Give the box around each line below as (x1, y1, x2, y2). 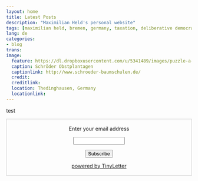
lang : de (6, 31, 28, 37)
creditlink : (11, 80, 41, 86)
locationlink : (11, 91, 46, 97)
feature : (11, 58, 33, 64)
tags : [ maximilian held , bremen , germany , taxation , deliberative (6, 25, 173, 31)
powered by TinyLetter (71, 162, 127, 169)
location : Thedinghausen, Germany (11, 85, 96, 91)
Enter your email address (68, 125, 130, 132)
